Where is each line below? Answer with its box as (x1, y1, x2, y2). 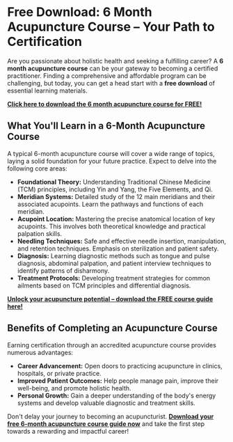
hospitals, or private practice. (17, 369, 102, 377)
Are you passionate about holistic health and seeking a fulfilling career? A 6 (7, 56, 224, 65)
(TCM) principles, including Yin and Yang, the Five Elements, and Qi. (17, 185, 214, 194)
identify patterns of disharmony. (17, 266, 110, 275)
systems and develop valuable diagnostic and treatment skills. (17, 398, 196, 407)
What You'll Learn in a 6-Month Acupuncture (7, 120, 206, 132)
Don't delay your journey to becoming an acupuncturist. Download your (7, 412, 214, 420)
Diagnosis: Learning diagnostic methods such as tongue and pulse (17, 251, 210, 260)
